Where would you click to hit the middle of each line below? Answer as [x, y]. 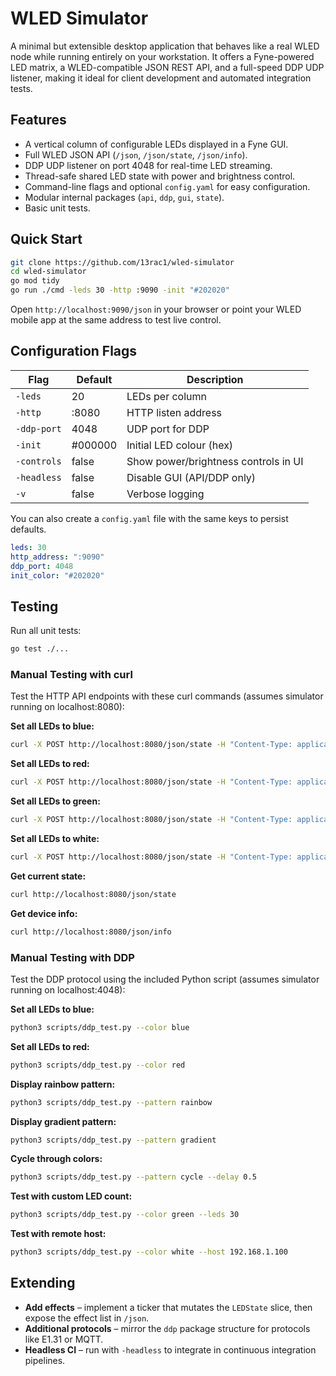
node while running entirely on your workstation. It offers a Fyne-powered [162, 56]
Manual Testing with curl [71, 674]
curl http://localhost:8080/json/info [91, 932]
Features [38, 120]
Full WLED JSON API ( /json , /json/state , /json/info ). [136, 154]
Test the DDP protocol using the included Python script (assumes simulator [165, 979]
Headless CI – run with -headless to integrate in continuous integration [170, 1349]
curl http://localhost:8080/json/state [93, 894]
